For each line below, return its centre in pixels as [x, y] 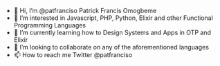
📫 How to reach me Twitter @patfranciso [73, 55]
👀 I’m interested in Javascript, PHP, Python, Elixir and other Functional [113, 18]
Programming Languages [50, 25]
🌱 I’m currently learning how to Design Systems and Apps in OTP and [112, 32]
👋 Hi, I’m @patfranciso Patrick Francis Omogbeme [85, 11]
